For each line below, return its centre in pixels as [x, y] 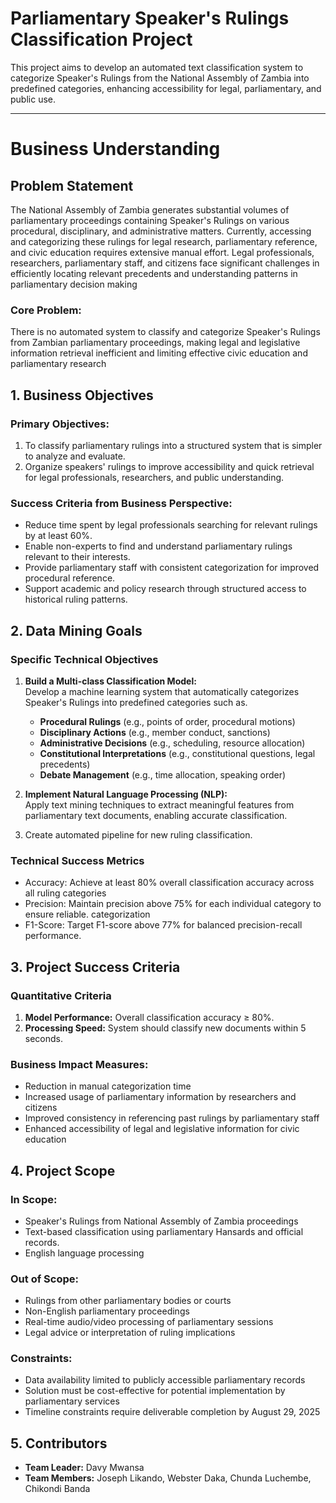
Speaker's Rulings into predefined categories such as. [136, 702]
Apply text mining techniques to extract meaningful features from [159, 804]
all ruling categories [65, 893]
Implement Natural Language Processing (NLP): [126, 794]
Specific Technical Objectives [84, 659]
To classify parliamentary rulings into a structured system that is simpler [173, 445]
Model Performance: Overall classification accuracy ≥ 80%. [149, 1017]
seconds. [44, 1038]
